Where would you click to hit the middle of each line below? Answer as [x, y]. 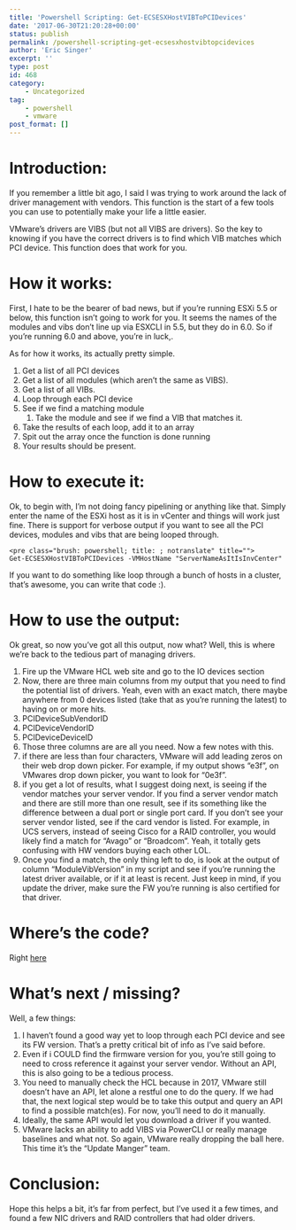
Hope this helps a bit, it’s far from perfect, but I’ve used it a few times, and [144, 1208]
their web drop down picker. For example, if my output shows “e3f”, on [150, 765]
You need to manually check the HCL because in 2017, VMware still [144, 1082]
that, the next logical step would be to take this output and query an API [152, 1101]
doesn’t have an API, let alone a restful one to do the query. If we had [148, 1092]
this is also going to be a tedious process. [98, 1072]
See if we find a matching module [83, 408]
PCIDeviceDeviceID [57, 737]
